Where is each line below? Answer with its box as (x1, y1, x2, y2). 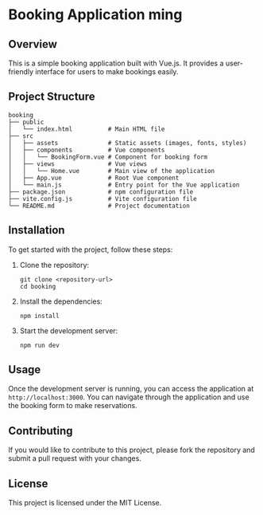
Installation (8, 223, 65, 237)
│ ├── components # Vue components (8, 146, 165, 154)
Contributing (8, 424, 73, 438)
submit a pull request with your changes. (8, 454, 141, 463)
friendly (8, 67, 34, 77)
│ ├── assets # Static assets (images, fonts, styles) (8, 139, 247, 147)
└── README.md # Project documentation (8, 202, 191, 210)
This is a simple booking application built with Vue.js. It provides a (8, 58, 224, 68)
